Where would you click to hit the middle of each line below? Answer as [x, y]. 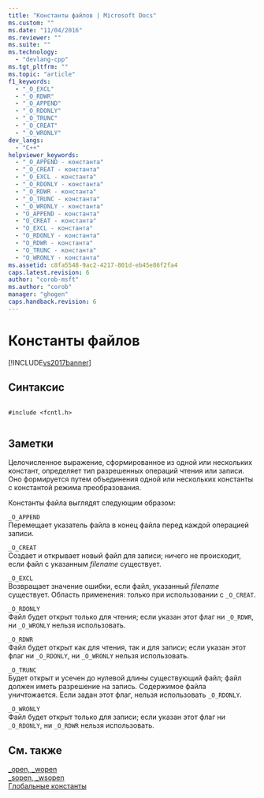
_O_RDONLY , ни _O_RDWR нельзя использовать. [82, 725]
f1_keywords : [30, 81]
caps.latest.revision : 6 [49, 272]
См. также [35, 750]
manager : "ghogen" [38, 294]
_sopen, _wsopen [36, 777]
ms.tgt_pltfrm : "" [38, 67]
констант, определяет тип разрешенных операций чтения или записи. [126, 471]
